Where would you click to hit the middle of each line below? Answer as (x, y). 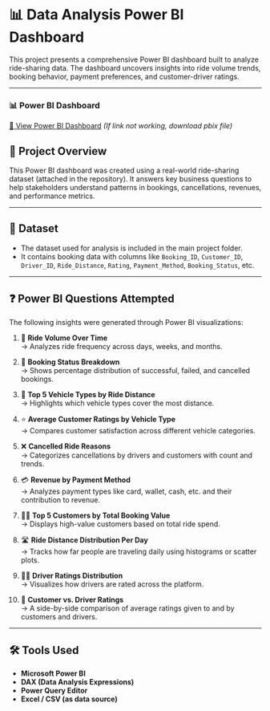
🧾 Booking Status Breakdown (70, 362)
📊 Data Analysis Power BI (97, 15)
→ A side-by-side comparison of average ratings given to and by (127, 608)
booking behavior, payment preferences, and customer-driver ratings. (124, 76)
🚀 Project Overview (58, 151)
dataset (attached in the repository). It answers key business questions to (130, 179)
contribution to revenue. (60, 500)
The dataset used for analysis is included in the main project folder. (131, 248)
